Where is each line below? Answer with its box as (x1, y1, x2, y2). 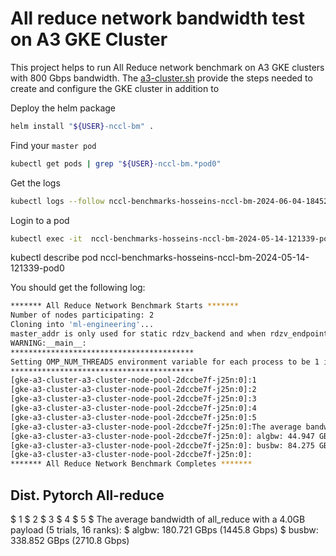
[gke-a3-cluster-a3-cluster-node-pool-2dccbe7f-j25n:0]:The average (10, 422, 302, 432)
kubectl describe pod (10, 252, 98, 264)
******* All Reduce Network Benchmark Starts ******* (10, 301, 240, 311)
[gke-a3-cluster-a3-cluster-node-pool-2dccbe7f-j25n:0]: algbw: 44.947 (10, 431, 315, 441)
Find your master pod (10, 139, 97, 151)
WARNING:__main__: (10, 338, 87, 348)
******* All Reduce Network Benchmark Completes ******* (10, 459, 253, 469)
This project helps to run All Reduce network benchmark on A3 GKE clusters (10, 61, 325, 73)
